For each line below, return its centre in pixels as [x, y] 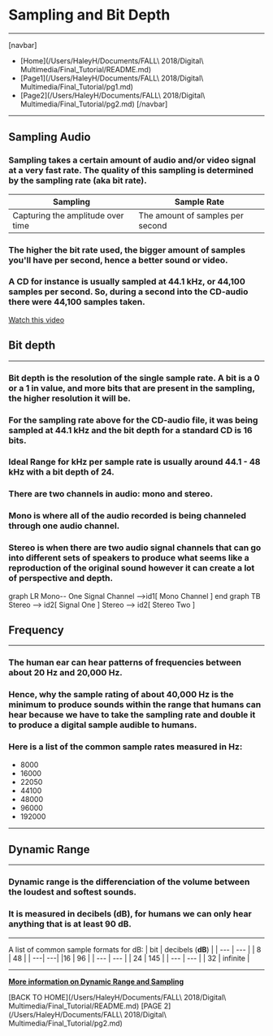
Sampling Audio [50, 137]
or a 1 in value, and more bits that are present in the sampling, [132, 388]
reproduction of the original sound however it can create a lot [132, 568]
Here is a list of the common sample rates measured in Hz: [126, 747]
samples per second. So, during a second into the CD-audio [128, 292]
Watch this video [37, 319]
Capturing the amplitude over [68, 215]
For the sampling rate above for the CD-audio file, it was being [133, 420]
